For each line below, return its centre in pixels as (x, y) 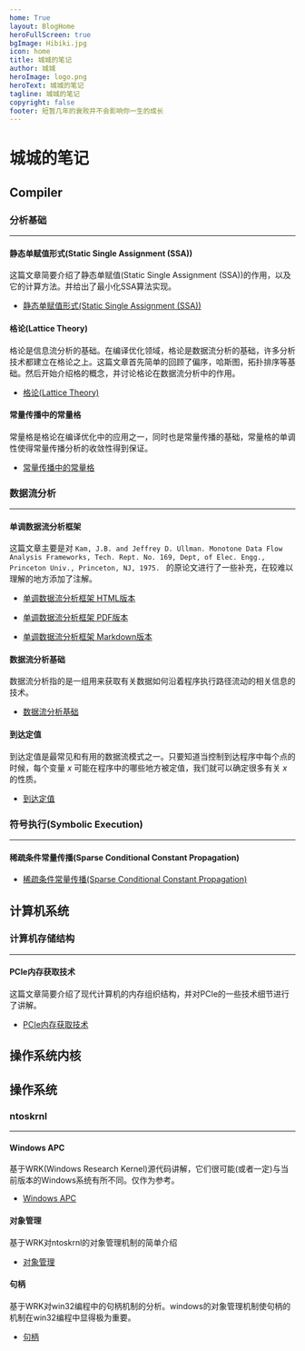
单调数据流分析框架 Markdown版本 (87, 637)
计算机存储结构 (42, 939)
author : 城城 (33, 69)
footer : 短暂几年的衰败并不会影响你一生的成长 (87, 111)
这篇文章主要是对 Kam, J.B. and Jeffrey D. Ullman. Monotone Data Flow (146, 548)
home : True (30, 18)
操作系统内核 (45, 1056)
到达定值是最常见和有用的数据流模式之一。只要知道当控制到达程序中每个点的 (152, 756)
